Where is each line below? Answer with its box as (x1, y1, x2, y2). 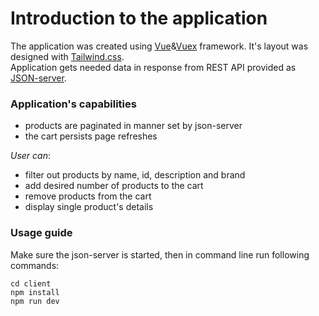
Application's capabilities (10, 97, 137, 111)
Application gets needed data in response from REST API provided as (10, 61, 297, 73)
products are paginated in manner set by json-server (24, 120, 243, 132)
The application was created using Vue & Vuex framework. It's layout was (10, 40, 309, 52)
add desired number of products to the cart (24, 180, 204, 192)
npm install (10, 287, 60, 297)
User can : (10, 150, 51, 162)
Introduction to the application (10, 7, 268, 30)
